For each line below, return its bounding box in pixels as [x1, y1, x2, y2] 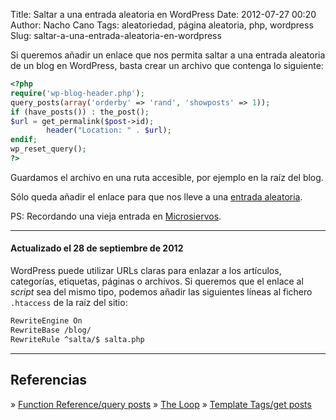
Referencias [10, 372, 88, 389]
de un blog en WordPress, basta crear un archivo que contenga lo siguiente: [10, 60, 324, 71]
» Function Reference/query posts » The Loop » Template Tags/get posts [10, 398, 312, 410]
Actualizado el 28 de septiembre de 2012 [10, 242, 184, 254]
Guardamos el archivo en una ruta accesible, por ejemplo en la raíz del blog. [10, 171, 324, 183]
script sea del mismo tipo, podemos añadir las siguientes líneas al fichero [10, 286, 313, 298]
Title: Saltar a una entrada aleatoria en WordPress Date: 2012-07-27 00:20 [10, 9, 317, 20]
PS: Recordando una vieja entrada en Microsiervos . [10, 210, 222, 222]
